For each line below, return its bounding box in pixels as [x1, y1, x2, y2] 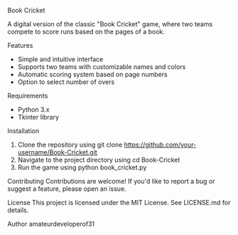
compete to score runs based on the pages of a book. [7, 28, 166, 36]
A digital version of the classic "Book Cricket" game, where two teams [7, 20, 213, 28]
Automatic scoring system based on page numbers [17, 70, 168, 78]
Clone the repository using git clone [17, 140, 123, 149]
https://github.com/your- [124, 140, 197, 149]
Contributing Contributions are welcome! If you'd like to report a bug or [7, 177, 215, 185]
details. [7, 206, 29, 214]
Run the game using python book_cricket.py [17, 163, 147, 172]
